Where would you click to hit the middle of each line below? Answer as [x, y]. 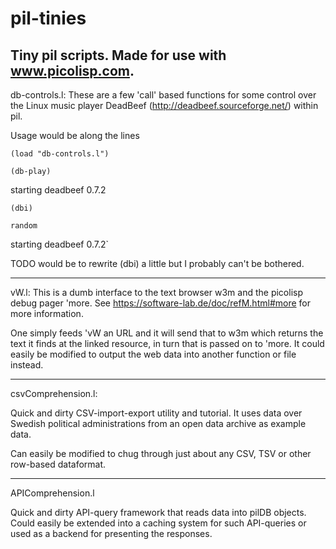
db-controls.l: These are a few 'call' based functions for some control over [163, 95]
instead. [27, 365]
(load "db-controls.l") [60, 154]
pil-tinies [48, 18]
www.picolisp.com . [72, 70]
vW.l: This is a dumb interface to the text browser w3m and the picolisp [156, 292]
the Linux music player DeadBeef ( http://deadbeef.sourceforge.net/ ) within [164, 105]
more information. [47, 313]
